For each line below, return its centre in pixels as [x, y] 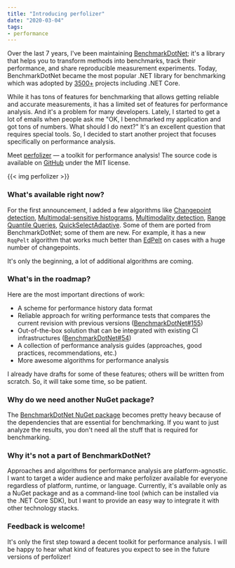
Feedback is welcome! [46, 527]
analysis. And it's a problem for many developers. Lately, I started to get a [114, 112]
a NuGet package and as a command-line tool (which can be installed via [113, 493]
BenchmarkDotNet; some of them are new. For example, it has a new [106, 232]
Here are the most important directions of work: [76, 294]
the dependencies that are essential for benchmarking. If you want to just [113, 422]
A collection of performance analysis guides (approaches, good [109, 345]
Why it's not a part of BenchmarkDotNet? [79, 456]
